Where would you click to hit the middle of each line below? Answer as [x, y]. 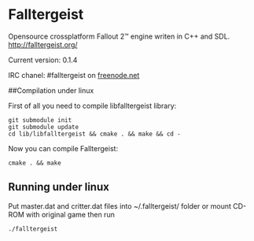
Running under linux [59, 187]
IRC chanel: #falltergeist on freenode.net [74, 75]
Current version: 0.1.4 [43, 60]
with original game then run [71, 214]
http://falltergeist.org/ [43, 44]
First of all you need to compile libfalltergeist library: [92, 106]
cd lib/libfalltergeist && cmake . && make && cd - [94, 134]
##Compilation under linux [51, 90]
